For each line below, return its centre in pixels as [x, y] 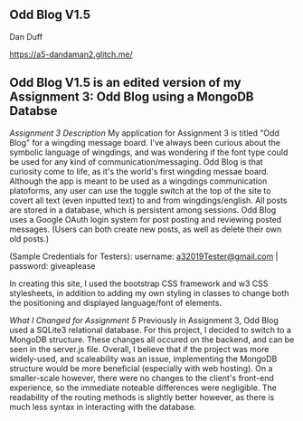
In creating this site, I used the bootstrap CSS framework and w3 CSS [139, 283]
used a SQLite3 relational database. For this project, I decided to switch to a [151, 330]
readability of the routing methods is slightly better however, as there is [142, 397]
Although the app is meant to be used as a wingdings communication [138, 181]
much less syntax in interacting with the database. [103, 407]
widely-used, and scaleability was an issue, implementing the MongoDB [143, 359]
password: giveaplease [52, 265]
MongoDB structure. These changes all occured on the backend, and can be [152, 340]
